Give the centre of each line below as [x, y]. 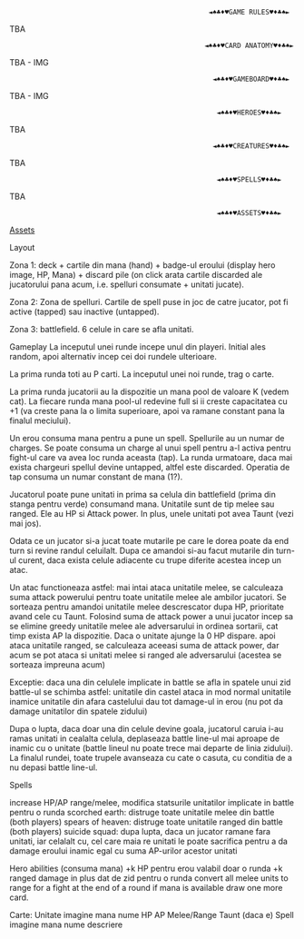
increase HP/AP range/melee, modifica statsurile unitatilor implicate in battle [152, 802]
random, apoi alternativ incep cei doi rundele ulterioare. [113, 356]
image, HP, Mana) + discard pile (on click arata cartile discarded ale [136, 275]
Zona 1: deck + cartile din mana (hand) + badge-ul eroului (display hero [142, 265]
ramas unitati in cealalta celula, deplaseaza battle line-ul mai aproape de [144, 738]
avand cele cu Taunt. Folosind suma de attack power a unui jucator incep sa [151, 616]
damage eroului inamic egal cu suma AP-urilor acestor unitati [123, 851]
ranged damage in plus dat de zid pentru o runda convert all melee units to [149, 878]
